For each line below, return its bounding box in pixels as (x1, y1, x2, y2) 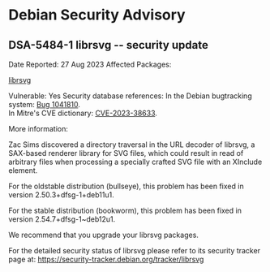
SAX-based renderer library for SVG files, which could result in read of (8, 149, 244, 158)
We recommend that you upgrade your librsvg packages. (8, 230, 199, 240)
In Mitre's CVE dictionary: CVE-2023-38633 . (8, 108, 158, 118)
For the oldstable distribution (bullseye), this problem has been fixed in (8, 181, 245, 191)
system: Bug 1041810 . (8, 100, 81, 109)
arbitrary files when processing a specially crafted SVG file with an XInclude (8, 157, 263, 166)
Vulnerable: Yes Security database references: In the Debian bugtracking (8, 91, 253, 101)
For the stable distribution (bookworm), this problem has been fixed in (8, 205, 242, 215)
